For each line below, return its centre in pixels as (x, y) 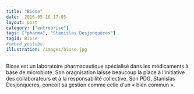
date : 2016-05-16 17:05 (36, 17)
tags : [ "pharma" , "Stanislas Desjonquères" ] (61, 33)
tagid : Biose (22, 39)
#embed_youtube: (26, 44)
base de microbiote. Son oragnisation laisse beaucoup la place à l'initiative (96, 72)
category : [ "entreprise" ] (37, 28)
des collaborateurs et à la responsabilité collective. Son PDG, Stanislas (91, 78)
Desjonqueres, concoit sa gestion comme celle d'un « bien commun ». (91, 85)
